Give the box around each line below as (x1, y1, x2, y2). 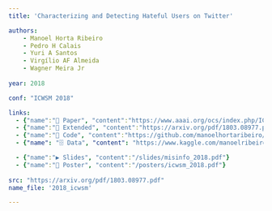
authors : (8, 26, 38, 35)
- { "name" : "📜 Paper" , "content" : (15, 116, 129, 124)
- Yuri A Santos (23, 50, 79, 58)
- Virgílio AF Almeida (23, 57, 100, 65)
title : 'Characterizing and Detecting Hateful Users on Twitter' (8, 11, 233, 20)
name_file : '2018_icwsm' (8, 183, 92, 192)
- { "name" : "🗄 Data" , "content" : (15, 139, 130, 147)
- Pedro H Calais (23, 41, 82, 50)
